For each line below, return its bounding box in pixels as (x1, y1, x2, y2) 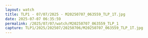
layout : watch (5, 7, 35, 12)
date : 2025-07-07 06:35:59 (5, 16, 61, 21)
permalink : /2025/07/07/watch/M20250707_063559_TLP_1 (5, 21, 119, 26)
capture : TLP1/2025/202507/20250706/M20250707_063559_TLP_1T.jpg (5, 26, 143, 31)
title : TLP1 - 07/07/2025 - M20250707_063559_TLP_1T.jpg (5, 12, 126, 17)
